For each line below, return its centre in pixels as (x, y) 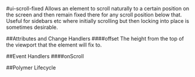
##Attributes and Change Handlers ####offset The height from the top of (95, 38)
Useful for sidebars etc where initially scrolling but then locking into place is (98, 21)
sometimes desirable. (32, 27)
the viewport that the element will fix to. (54, 45)
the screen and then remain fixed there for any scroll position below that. (94, 15)
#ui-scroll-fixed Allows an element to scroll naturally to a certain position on (98, 9)
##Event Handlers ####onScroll (45, 56)
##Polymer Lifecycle (31, 68)
